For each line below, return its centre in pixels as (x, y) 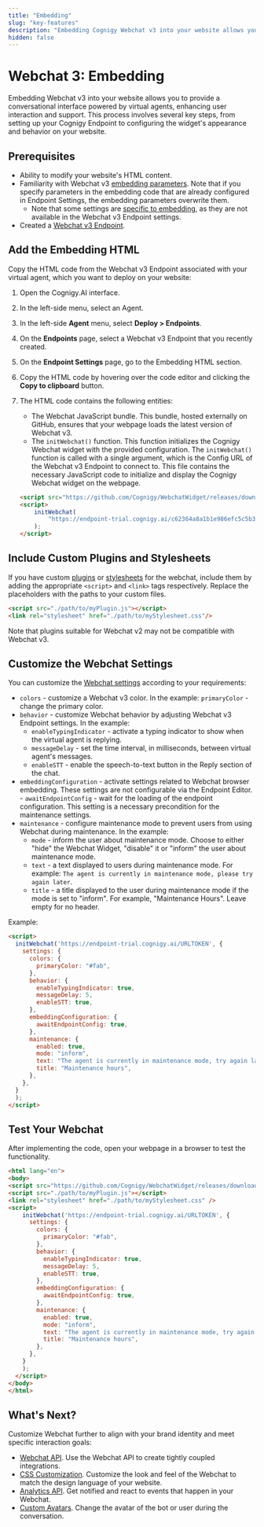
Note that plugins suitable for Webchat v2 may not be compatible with (121, 631)
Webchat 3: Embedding (86, 76)
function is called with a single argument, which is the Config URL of (142, 458)
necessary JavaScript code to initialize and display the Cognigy (134, 474)
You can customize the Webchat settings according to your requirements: (127, 683)
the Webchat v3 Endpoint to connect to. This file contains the (130, 466)
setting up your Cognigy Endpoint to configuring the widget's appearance (128, 124)
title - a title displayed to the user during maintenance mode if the (140, 891)
